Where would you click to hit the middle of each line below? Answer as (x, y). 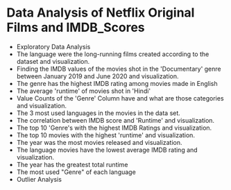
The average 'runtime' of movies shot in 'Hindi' (84, 91)
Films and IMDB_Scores (76, 27)
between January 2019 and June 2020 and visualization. (97, 76)
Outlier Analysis (39, 179)
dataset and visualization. (53, 61)
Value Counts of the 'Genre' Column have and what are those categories (120, 98)
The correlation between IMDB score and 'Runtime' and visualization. (115, 120)
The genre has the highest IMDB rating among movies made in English (117, 83)
